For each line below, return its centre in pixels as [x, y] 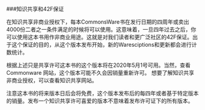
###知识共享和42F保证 [35, 9]
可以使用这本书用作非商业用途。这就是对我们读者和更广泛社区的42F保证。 [99, 37]
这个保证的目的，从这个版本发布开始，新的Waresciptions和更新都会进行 [102, 45]
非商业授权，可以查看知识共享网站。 [52, 80]
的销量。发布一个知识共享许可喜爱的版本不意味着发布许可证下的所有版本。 [100, 101]
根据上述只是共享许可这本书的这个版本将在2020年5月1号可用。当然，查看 [99, 65]
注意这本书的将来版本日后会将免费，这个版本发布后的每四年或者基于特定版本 [103, 93]
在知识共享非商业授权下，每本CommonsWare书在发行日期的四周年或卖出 [98, 22]
